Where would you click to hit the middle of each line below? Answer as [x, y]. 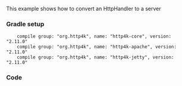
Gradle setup [25, 24]
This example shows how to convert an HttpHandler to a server [84, 9]
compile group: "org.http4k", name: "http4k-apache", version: [97, 47]
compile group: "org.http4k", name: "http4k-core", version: [94, 36]
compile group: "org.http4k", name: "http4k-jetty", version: [95, 57]
